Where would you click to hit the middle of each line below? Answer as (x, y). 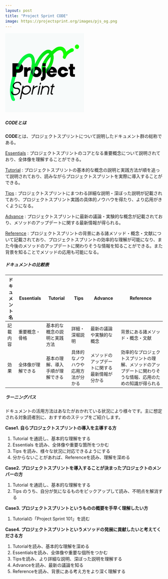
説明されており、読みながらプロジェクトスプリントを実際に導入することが (86, 176)
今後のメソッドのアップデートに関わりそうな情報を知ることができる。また (86, 246)
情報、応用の (142, 377)
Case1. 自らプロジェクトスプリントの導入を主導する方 (61, 428)
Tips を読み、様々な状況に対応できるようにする (61, 451)
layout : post (19, 11)
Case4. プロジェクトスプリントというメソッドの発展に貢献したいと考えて (81, 529)
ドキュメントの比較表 (27, 264)
